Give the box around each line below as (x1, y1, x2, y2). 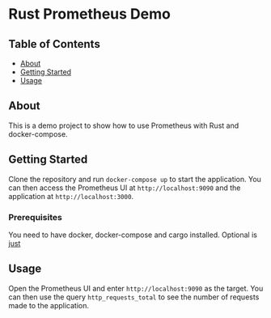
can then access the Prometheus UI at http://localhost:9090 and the (8, 183, 241, 193)
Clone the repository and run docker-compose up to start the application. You (8, 174, 261, 184)
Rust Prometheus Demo (8, 5, 171, 23)
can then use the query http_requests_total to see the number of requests (8, 292, 260, 302)
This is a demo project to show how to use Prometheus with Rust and (8, 121, 239, 130)
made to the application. (8, 300, 89, 310)
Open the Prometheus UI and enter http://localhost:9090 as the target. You (8, 283, 264, 293)
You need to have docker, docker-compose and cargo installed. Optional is (8, 230, 257, 240)
